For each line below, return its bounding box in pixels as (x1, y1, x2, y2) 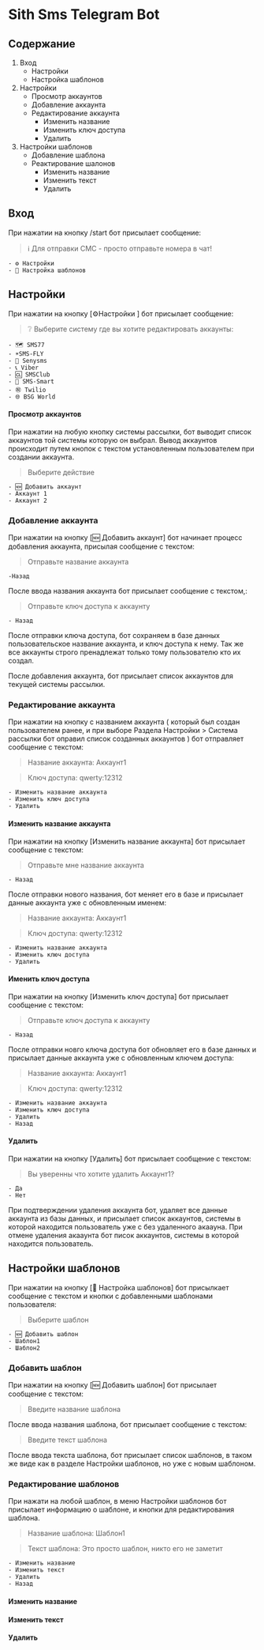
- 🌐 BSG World (8, 393, 56, 401)
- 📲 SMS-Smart (8, 377, 55, 385)
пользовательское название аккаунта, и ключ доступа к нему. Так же (8, 639, 244, 649)
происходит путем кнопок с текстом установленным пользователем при (8, 444, 255, 453)
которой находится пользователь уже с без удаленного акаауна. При (8, 1222, 243, 1232)
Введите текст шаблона (27, 1435, 108, 1444)
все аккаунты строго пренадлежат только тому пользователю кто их (8, 648, 242, 657)
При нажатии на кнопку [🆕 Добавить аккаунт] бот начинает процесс (8, 533, 243, 542)
